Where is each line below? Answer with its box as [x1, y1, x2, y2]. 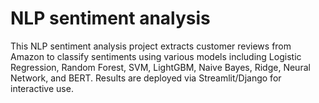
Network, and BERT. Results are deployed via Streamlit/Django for [10, 72, 282, 84]
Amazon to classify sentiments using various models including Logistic [10, 50, 302, 62]
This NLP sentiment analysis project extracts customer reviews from [10, 40, 292, 52]
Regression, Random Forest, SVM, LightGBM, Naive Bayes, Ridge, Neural [10, 61, 311, 73]
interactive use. [10, 82, 74, 94]
